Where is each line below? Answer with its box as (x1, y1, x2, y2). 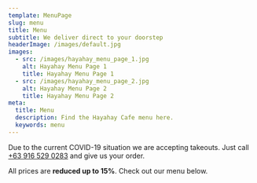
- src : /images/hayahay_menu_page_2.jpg (15, 77, 149, 85)
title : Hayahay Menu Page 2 (22, 92, 114, 100)
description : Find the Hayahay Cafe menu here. (15, 114, 174, 122)
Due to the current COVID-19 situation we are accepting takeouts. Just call (8, 142, 249, 152)
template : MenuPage (8, 11, 72, 20)
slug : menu (8, 19, 44, 27)
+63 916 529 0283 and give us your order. (8, 151, 145, 160)
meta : (8, 99, 26, 107)
